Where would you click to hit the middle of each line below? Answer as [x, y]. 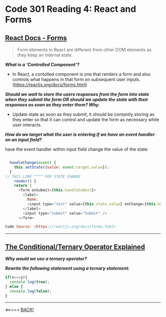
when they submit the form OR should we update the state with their [77, 99]
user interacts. [27, 125]
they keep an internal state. [45, 55]
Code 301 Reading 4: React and [71, 9]
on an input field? [23, 140]
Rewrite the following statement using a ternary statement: [67, 269]
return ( [23, 186]
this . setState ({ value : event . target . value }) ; [62, 167]
